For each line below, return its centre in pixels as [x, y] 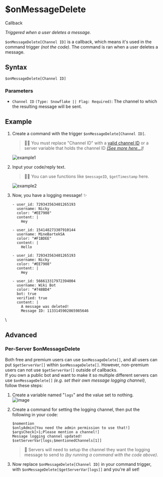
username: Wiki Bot [36, 285]
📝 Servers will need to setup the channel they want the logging [87, 449]
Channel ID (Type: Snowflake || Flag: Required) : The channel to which [84, 102]
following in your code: [35, 414]
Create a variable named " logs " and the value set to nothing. [73, 395]
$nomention [23, 424]
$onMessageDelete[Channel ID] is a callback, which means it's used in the [78, 42]
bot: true [27, 294]
